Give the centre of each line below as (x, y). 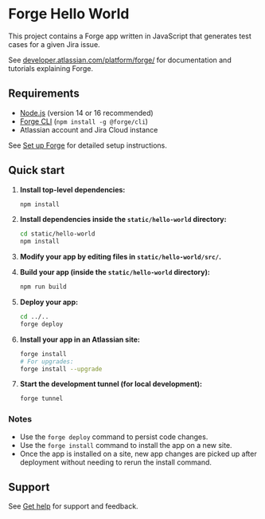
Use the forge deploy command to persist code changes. (114, 437)
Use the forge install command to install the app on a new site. (126, 445)
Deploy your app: (49, 302)
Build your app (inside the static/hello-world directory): (115, 272)
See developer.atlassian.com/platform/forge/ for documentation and (120, 60)
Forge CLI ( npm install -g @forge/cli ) (84, 121)
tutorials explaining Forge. (51, 68)
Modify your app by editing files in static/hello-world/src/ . (120, 257)
